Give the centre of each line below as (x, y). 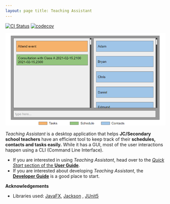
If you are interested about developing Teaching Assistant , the (78, 170)
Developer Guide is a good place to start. (56, 176)
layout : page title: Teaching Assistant (49, 11)
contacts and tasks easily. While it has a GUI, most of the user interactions (84, 144)
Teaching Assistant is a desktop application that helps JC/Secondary (78, 134)
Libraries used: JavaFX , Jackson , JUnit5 (56, 196)
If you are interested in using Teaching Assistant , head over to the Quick (88, 160)
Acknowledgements (27, 186)
